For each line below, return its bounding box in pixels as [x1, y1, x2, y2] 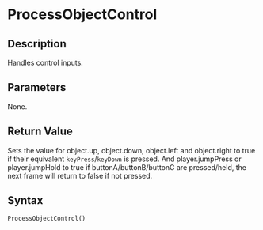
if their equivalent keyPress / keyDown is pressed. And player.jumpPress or [7, 154, 242, 164]
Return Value [7, 125, 73, 138]
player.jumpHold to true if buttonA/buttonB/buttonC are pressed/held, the [7, 162, 247, 172]
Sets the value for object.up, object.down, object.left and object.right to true [7, 145, 256, 155]
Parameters [7, 81, 67, 94]
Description [7, 37, 67, 51]
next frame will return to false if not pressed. [7, 171, 153, 180]
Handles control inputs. [7, 58, 84, 67]
